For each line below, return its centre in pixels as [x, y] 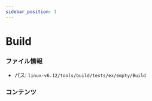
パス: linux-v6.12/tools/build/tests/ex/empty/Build [80, 75]
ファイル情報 [24, 61]
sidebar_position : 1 [31, 12]
